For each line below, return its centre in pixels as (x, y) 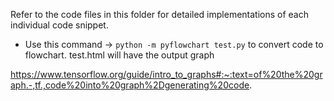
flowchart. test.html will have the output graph (119, 55)
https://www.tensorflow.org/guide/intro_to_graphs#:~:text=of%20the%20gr (166, 74)
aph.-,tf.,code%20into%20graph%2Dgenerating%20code (130, 85)
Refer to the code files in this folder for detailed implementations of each (160, 14)
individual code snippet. (59, 25)
